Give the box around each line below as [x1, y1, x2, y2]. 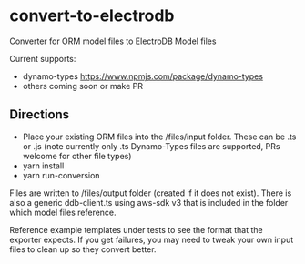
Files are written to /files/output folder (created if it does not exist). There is [9, 188, 292, 198]
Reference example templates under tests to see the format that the [9, 224, 263, 235]
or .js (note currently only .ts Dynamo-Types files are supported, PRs [22, 140, 280, 151]
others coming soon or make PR [22, 80, 144, 91]
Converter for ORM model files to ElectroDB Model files [9, 36, 217, 46]
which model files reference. [9, 207, 117, 218]
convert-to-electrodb [9, 5, 175, 26]
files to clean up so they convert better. [9, 243, 157, 255]
